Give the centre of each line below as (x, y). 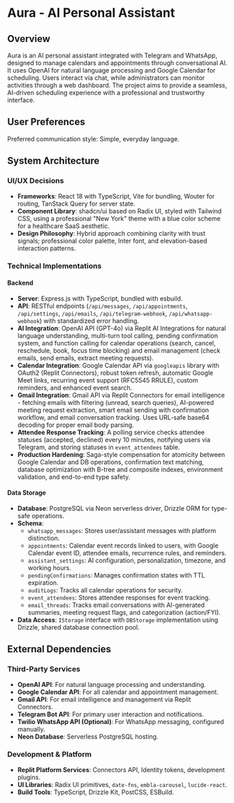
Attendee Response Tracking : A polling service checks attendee (111, 432)
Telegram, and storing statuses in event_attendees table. (98, 447)
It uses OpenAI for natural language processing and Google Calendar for (111, 70)
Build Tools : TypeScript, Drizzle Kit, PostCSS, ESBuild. (96, 792)
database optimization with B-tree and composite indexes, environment (120, 469)
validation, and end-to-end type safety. (74, 476)
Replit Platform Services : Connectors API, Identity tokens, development (121, 769)
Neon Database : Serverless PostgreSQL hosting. (88, 737)
